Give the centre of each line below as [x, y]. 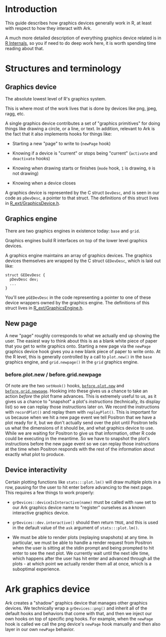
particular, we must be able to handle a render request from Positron [82, 543]
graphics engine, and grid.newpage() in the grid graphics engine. [72, 362]
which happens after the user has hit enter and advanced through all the [86, 558]
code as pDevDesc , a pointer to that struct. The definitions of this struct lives [82, 198]
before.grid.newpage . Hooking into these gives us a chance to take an [76, 391]
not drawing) [25, 173]
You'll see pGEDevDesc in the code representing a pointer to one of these [78, 297]
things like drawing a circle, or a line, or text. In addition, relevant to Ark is [80, 128]
